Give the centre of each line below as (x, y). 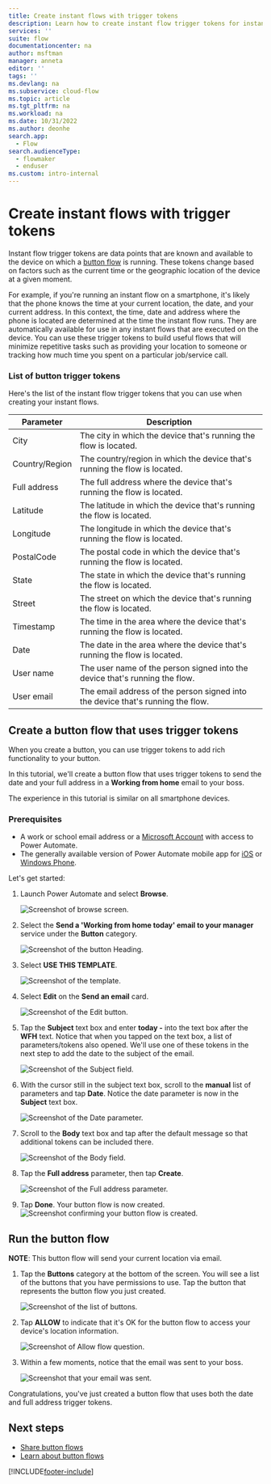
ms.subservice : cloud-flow (54, 91)
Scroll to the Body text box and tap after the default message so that (134, 1134)
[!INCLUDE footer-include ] (51, 1471)
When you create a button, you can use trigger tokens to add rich (117, 750)
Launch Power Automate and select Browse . (94, 894)
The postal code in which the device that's (160, 552)
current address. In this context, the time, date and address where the (124, 311)
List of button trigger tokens (65, 375)
